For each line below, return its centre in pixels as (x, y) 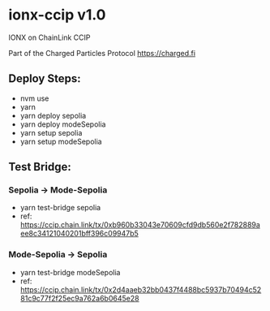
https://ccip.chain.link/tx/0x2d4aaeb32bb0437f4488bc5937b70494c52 (141, 289)
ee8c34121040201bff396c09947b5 (79, 234)
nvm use (34, 98)
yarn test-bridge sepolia (60, 208)
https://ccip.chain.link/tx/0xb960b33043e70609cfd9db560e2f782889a (140, 225)
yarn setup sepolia (51, 132)
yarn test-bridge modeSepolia (70, 272)
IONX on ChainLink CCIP (49, 37)
